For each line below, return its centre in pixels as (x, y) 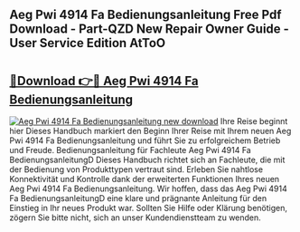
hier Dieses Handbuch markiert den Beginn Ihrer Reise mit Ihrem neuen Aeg (150, 131)
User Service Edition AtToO (87, 43)
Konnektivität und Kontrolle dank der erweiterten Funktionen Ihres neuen (145, 179)
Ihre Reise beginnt (254, 121)
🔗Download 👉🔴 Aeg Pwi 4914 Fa (104, 81)
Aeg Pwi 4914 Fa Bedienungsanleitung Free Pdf (145, 15)
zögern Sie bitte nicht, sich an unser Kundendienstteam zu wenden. (136, 217)
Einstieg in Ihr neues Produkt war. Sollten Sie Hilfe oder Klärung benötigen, (148, 208)
